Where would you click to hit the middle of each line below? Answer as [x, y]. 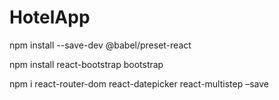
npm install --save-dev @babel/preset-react [100, 45]
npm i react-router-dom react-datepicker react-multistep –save [139, 83]
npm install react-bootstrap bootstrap [86, 64]
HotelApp [50, 17]
